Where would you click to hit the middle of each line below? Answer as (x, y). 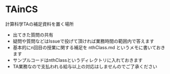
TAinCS (22, 9)
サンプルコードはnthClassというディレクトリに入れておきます (78, 60)
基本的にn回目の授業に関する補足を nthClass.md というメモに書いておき (89, 47)
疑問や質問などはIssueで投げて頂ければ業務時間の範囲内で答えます (83, 41)
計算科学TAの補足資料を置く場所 (40, 24)
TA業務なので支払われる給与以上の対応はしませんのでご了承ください (85, 66)
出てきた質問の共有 (33, 34)
